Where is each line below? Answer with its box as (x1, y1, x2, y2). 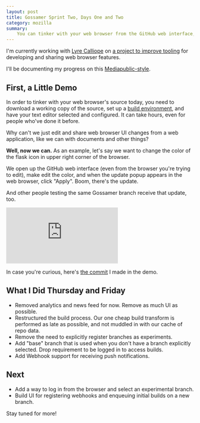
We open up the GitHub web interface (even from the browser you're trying (6, 165, 190, 172)
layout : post (6, 8, 39, 15)
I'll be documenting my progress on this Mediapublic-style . (6, 65, 151, 72)
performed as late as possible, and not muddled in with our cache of (14, 320, 183, 327)
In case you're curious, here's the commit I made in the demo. (6, 268, 158, 275)
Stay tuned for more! (6, 410, 57, 417)
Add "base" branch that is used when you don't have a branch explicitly (14, 339, 191, 347)
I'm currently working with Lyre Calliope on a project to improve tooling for (6, 47, 189, 54)
